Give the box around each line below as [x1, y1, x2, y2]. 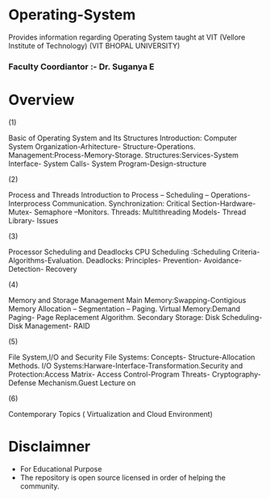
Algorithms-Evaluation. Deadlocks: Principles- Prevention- [8, 256, 202, 265]
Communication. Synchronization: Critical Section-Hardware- [52, 198, 256, 208]
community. [19, 481, 60, 491]
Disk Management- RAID [8, 321, 90, 331]
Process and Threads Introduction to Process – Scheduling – [8, 189, 210, 199]
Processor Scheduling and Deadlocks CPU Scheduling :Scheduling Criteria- [8, 247, 260, 256]
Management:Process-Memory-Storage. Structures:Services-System [8, 150, 239, 160]
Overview [8, 91, 75, 110]
